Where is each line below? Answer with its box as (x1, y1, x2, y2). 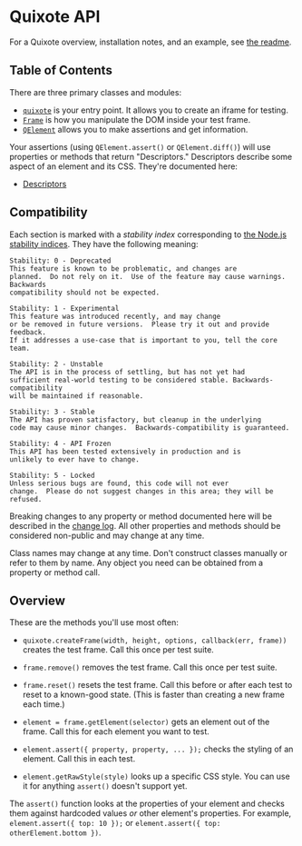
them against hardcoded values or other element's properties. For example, (9, 808, 292, 819)
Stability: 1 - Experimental (9, 304, 120, 313)
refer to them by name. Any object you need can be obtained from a (9, 557, 264, 568)
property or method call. (9, 566, 101, 578)
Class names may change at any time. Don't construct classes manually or (9, 547, 287, 558)
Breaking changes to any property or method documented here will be (9, 511, 272, 522)
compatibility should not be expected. (9, 288, 161, 297)
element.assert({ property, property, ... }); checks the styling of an (22, 743, 294, 755)
